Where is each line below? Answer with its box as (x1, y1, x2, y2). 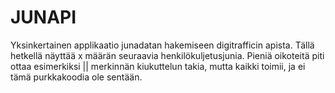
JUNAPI (10, 6, 77, 29)
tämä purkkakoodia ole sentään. (10, 71, 143, 83)
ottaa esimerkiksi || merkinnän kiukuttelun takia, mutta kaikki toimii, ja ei (10, 60, 306, 72)
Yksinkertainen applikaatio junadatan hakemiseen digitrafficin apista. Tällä (10, 39, 315, 51)
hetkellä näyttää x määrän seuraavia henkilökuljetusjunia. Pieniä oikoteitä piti (10, 49, 325, 61)
